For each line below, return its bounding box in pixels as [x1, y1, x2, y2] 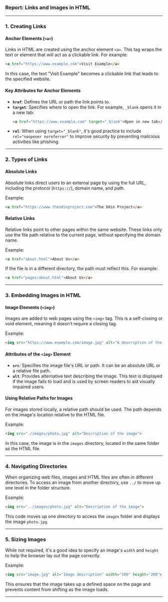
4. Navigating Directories [5, 462, 67, 469]
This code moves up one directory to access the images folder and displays [5, 513, 160, 519]
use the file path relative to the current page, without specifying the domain [5, 231, 161, 237]
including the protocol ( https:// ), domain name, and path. [5, 185, 125, 191]
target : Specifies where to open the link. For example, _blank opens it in [12, 104, 161, 110]
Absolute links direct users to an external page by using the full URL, [5, 180, 146, 186]
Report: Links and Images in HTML [5, 4, 90, 11]
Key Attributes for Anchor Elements [5, 87, 81, 93]
